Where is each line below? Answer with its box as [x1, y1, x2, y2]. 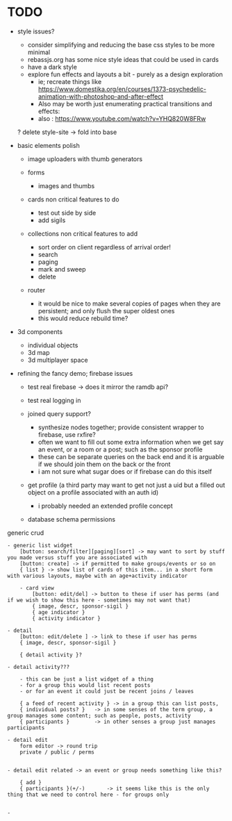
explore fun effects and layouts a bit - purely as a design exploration [27, 70, 224, 78]
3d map [27, 348, 50, 356]
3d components [17, 327, 63, 335]
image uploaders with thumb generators [27, 154, 143, 163]
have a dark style [27, 63, 78, 71]
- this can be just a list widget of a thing [19, 675, 154, 683]
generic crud [7, 529, 44, 537]
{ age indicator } [32, 608, 85, 615]
